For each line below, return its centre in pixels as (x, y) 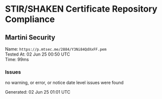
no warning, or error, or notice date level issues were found (64, 83)
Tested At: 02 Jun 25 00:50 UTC (38, 54)
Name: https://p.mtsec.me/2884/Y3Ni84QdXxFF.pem (56, 49)
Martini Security (30, 37)
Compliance (30, 19)
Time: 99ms (17, 59)
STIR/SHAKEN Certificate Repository (81, 9)
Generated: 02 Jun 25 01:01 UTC (38, 92)
